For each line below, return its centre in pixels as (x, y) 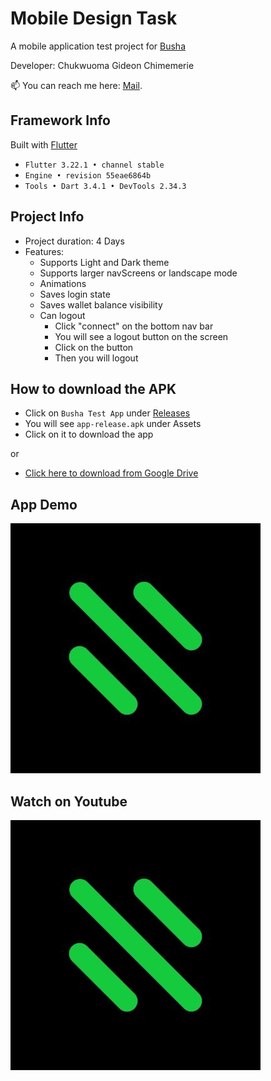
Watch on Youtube (69, 801)
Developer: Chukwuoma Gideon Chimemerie (102, 65)
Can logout (62, 315)
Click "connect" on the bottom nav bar (134, 326)
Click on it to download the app (89, 434)
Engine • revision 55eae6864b (88, 175)
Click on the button (94, 347)
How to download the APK (93, 388)
